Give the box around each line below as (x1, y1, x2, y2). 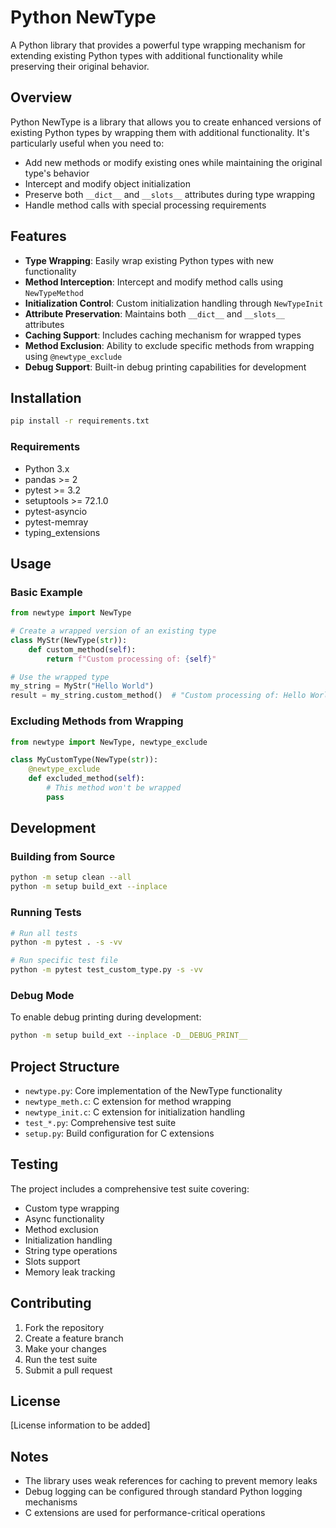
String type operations (24, 1244, 118, 1256)
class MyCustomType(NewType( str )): (10, 755, 159, 765)
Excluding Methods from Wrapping (10, 714, 184, 728)
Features (10, 228, 67, 245)
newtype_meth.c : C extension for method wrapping (24, 1096, 232, 1107)
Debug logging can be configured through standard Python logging (24, 1486, 303, 1498)
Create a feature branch (24, 1332, 124, 1344)
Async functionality (24, 1212, 105, 1225)
